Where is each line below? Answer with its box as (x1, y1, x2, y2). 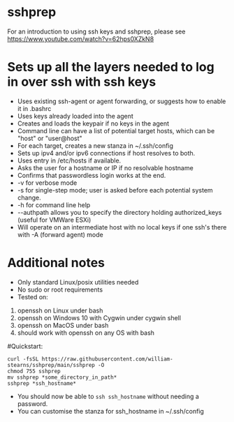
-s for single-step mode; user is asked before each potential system (17, 186, 213, 194)
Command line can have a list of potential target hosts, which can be (17, 126, 215, 135)
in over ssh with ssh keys (7, 74, 156, 90)
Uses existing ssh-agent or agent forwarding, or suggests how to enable (17, 97, 226, 105)
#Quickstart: (7, 342, 43, 350)
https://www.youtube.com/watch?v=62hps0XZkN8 (7, 34, 154, 43)
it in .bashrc (17, 104, 52, 112)
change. (17, 193, 41, 202)
